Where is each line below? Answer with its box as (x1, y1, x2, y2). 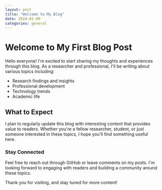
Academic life (12, 94, 40, 99)
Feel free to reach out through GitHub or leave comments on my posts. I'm (5, 160, 155, 166)
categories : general (5, 21, 47, 26)
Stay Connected (5, 148, 45, 155)
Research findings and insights (12, 78, 75, 84)
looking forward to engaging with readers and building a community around (5, 165, 158, 171)
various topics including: (5, 69, 55, 74)
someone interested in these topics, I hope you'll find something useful (5, 131, 148, 137)
